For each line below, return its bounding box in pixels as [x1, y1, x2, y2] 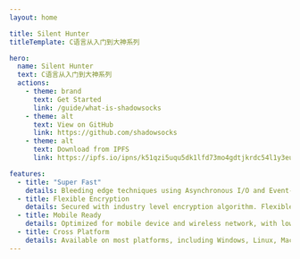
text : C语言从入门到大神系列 [17, 71, 112, 79]
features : [9, 169, 46, 179]
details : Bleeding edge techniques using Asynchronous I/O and [25, 186, 266, 195]
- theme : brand [25, 87, 82, 96]
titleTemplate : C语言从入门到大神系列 [9, 38, 140, 46]
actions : [17, 79, 50, 88]
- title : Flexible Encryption [17, 194, 129, 204]
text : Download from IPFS [32, 145, 129, 155]
